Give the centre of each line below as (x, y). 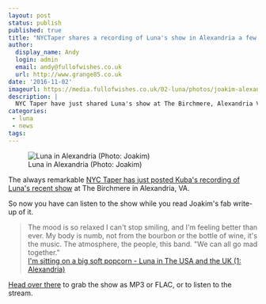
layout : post (30, 15)
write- (243, 203)
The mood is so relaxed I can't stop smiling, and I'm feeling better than (142, 227)
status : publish (35, 23)
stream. (21, 293)
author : (21, 45)
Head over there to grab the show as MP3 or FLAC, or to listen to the (120, 284)
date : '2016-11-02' (40, 82)
